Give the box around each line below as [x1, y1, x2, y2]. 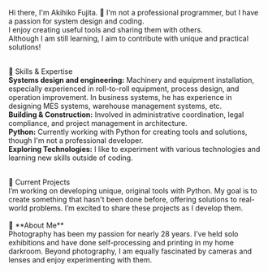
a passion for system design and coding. [8, 16, 145, 26]
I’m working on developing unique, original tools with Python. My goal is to [8, 186, 257, 195]
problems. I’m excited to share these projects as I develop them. [28, 203, 244, 213]
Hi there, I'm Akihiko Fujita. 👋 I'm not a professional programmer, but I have [8, 8, 259, 17]
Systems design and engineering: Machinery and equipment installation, [8, 76, 254, 84]
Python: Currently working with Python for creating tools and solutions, [8, 127, 248, 136]
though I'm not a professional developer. [8, 136, 144, 145]
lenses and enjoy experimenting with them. [8, 255, 153, 264]
